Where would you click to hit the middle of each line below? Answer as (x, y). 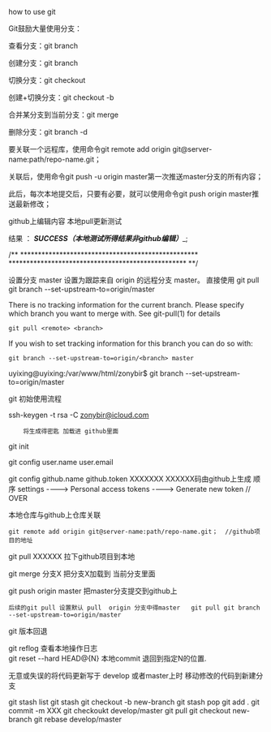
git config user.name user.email (61, 462)
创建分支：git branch (43, 63)
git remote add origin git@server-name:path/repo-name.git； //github (131, 532)
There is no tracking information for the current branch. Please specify (127, 305)
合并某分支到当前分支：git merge (64, 114)
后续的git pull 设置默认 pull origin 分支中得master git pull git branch (134, 608)
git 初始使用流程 (35, 398)
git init (19, 446)
